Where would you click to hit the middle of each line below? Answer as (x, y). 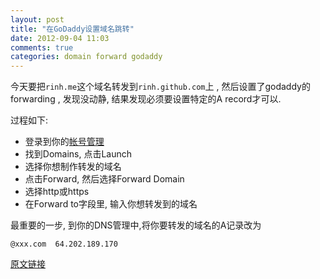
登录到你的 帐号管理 (64, 142)
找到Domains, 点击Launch (78, 154)
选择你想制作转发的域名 (73, 167)
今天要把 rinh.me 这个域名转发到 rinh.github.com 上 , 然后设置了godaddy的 (160, 87)
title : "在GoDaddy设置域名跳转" (72, 29)
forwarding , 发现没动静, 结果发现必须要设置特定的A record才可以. (146, 99)
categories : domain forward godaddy (86, 57)
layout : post (37, 19)
